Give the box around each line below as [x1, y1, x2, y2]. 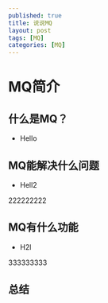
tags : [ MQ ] [8, 33, 44, 42]
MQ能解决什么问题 [8, 158, 99, 172]
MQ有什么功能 [8, 220, 79, 235]
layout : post [8, 26, 52, 34]
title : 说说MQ [8, 19, 53, 27]
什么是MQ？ [8, 112, 68, 126]
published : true [8, 11, 62, 20]
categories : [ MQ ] [8, 41, 66, 49]
